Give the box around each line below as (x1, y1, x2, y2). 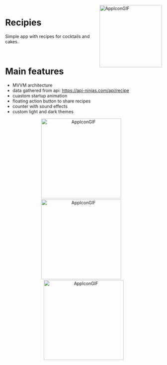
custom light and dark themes (12, 108, 74, 114)
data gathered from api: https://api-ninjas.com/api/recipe (12, 87, 129, 93)
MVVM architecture (12, 82, 53, 88)
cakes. (5, 38, 19, 44)
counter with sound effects (12, 103, 68, 109)
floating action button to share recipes (12, 98, 91, 104)
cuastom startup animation (12, 92, 68, 98)
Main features (5, 66, 64, 77)
